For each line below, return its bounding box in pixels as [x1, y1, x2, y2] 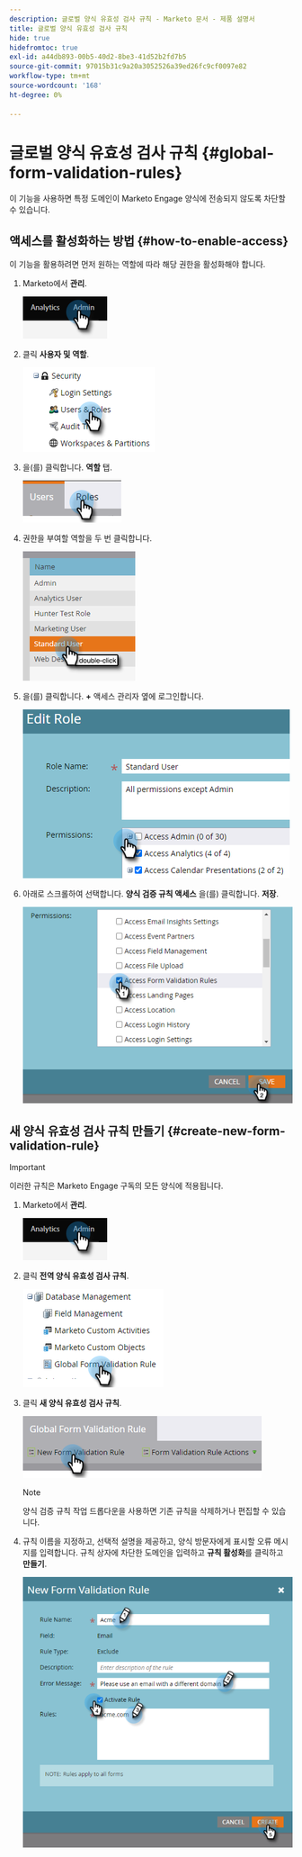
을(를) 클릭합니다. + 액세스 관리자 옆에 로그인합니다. [22, 691, 204, 702]
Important [9, 1162, 46, 1173]
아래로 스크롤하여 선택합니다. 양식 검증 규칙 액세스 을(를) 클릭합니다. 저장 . [22, 888, 279, 899]
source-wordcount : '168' [9, 81, 102, 90]
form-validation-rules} [9, 162, 182, 183]
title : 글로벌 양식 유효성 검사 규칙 [9, 23, 129, 33]
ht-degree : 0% [9, 90, 63, 99]
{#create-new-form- [166, 1123, 286, 1139]
